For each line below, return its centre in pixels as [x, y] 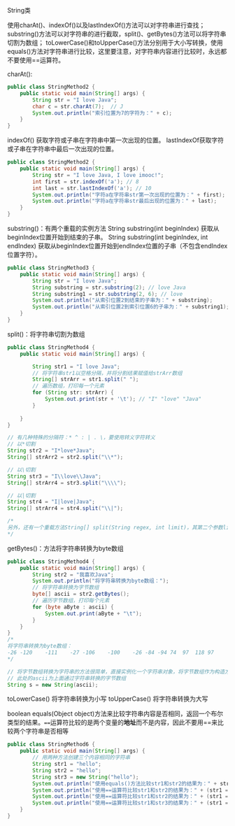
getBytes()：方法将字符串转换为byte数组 [65, 548]
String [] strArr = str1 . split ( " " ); [86, 380]
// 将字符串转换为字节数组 [66, 588]
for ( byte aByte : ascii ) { [73, 607]
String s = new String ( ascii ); [53, 685]
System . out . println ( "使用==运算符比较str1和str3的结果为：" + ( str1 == [132, 803]
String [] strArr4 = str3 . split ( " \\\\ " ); [67, 483]
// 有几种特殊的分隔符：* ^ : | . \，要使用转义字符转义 [81, 438]
